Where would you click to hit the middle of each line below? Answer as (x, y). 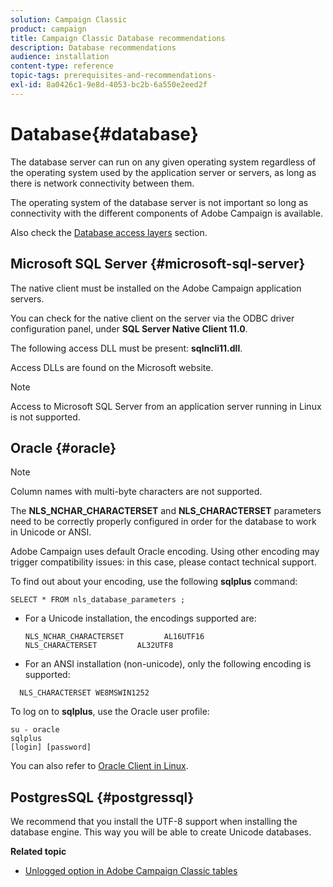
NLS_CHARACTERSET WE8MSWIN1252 (84, 693)
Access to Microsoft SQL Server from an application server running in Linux (166, 406)
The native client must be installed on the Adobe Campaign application (156, 288)
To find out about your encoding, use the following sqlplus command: (154, 582)
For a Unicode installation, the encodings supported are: (140, 618)
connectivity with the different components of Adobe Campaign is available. (166, 213)
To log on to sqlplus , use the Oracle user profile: (110, 712)
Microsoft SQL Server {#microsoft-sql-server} (158, 264)
